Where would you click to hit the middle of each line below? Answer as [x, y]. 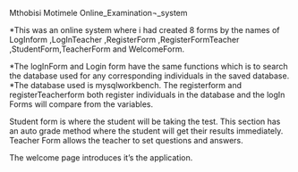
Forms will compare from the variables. [81, 104]
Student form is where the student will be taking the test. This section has [145, 121]
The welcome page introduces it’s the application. [101, 158]
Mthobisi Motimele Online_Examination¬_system [98, 13]
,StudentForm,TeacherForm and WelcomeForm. [97, 49]
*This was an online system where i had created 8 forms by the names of [145, 30]
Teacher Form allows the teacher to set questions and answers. [126, 140]
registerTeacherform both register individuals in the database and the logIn [147, 94]
